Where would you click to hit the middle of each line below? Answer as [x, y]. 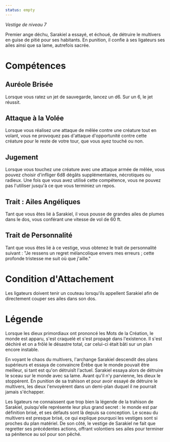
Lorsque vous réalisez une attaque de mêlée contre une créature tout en [81, 130]
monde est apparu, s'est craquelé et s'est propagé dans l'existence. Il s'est [84, 339]
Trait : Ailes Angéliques [43, 202]
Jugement [22, 157]
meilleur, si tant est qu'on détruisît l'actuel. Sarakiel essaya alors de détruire [84, 370]
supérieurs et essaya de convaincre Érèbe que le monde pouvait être [77, 365]
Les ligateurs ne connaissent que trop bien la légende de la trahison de [79, 402]
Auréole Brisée [29, 85]
